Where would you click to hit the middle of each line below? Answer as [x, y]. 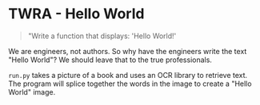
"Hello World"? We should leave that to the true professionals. [110, 60]
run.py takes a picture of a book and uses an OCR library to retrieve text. [128, 75]
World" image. [32, 91]
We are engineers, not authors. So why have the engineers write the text [128, 51]
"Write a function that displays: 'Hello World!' [102, 36]
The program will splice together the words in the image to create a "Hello [130, 84]
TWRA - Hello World [76, 14]
